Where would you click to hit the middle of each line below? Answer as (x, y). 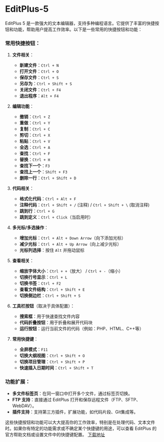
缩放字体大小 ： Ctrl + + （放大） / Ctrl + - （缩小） (71, 271)
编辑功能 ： (23, 106)
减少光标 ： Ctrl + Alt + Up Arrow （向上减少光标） (70, 244)
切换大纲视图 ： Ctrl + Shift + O (52, 356)
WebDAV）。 (24, 406)
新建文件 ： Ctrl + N (39, 65)
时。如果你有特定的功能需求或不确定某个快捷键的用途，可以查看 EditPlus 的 (81, 428)
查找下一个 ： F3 (35, 166)
